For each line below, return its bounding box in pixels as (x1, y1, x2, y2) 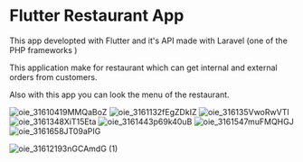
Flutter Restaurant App (9, 5, 185, 26)
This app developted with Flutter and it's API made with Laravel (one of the (9, 35, 288, 46)
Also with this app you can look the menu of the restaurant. (9, 89, 230, 100)
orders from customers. (9, 71, 98, 82)
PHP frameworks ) (9, 44, 78, 55)
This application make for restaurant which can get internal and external (9, 62, 278, 73)
